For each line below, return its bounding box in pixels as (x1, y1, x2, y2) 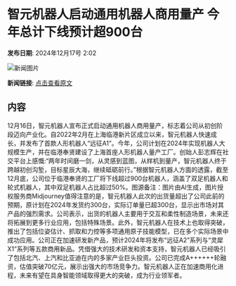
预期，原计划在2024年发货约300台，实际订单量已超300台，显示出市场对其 (7, 200, 225, 209)
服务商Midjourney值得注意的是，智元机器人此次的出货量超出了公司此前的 (13, 192, 225, 200)
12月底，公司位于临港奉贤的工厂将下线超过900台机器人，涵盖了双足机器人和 (7, 174, 228, 182)
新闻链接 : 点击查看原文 (7, 78, 72, 87)
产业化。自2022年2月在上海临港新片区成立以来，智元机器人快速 (25, 130, 211, 138)
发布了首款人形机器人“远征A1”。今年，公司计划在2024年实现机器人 (25, 139, 219, 147)
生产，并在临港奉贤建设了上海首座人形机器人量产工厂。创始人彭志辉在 (19, 147, 223, 156)
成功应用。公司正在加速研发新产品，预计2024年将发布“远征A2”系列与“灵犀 (7, 235, 223, 244)
